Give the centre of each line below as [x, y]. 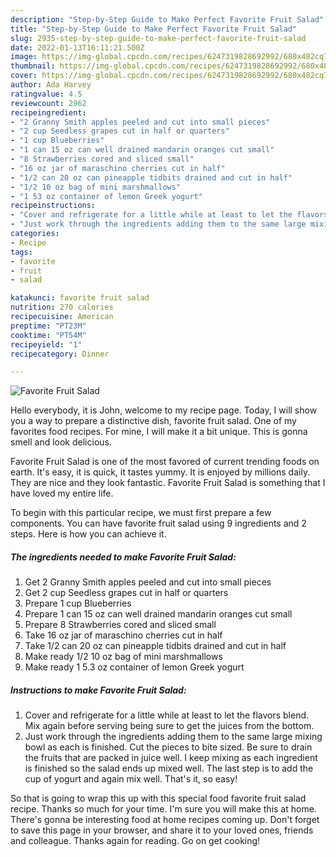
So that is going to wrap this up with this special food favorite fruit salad [158, 798]
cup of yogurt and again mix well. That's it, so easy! [131, 779]
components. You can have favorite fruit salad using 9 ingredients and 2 [158, 523]
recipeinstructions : [53, 206]
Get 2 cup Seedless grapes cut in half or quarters [126, 593]
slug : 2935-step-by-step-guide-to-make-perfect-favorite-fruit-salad [158, 38]
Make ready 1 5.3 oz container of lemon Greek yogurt [134, 667]
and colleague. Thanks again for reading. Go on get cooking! [135, 841]
